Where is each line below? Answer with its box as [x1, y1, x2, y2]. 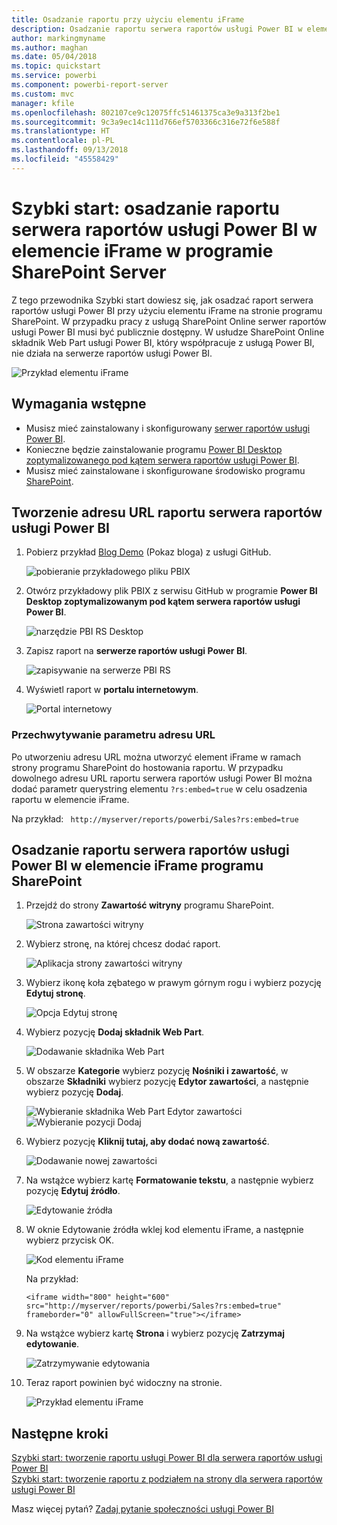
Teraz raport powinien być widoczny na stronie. [25, 1377, 223, 1389]
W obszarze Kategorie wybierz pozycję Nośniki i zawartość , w [25, 1065, 289, 1077]
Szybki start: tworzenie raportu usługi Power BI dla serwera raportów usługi [11, 1452, 323, 1464]
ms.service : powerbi [11, 71, 98, 81]
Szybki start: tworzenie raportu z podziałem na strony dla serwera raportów [11, 1473, 323, 1485]
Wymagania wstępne [11, 396, 147, 413]
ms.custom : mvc [11, 89, 75, 99]
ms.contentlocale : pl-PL [11, 136, 115, 146]
